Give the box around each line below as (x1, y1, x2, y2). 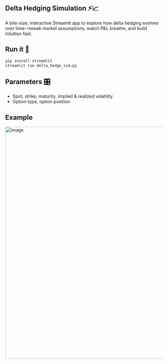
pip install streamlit (5, 58, 52, 64)
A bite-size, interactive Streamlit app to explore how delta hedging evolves (5, 20, 158, 26)
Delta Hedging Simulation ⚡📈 (5, 4, 99, 13)
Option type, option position (12, 99, 70, 105)
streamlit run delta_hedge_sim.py (5, 63, 77, 68)
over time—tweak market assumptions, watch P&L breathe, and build (5, 25, 147, 31)
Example (5, 113, 33, 122)
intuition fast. (5, 31, 32, 37)
